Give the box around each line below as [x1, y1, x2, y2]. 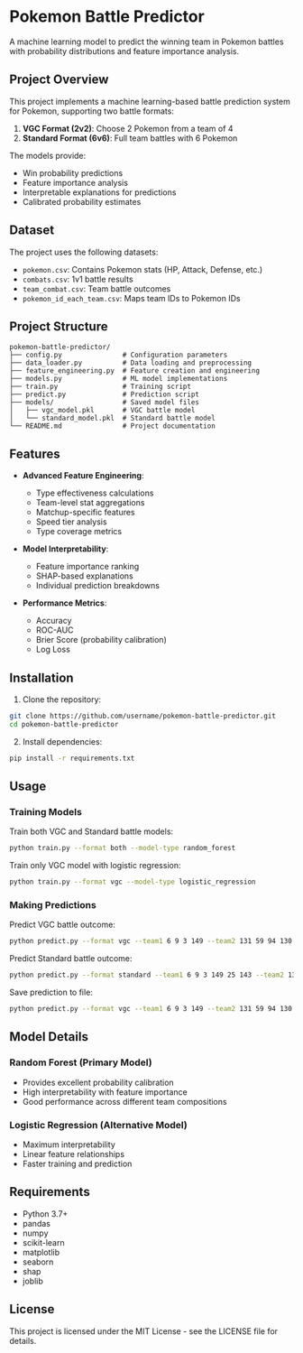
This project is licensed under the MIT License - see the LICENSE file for [9, 1325, 278, 1337]
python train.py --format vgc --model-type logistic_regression [9, 877, 256, 886]
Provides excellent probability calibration [22, 1077, 174, 1088]
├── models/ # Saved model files [9, 398, 200, 407]
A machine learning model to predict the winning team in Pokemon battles [9, 36, 284, 47]
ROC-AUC [35, 625, 74, 635]
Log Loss [35, 644, 70, 655]
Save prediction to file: [9, 987, 93, 998]
